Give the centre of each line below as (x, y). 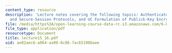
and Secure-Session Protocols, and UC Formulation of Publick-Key (82, 19)
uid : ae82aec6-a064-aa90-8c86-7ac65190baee (52, 43)
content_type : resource (31, 10)
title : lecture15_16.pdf (32, 38)
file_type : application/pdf (35, 29)
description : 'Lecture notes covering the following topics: (72, 15)
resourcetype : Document (31, 33)
